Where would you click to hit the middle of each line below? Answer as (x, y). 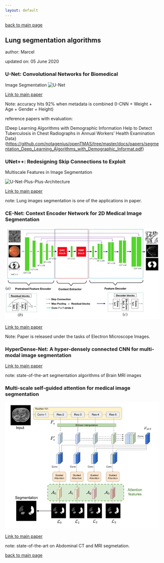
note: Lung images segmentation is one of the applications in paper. (73, 201)
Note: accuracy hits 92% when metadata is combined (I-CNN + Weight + (79, 104)
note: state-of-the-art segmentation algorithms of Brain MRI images (73, 375)
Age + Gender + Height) (29, 109)
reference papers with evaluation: (39, 118)
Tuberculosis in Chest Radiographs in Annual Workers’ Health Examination (80, 133)
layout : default (22, 10)
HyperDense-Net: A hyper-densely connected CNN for (72, 349)
